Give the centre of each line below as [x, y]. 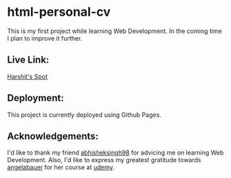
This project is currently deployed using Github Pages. [84, 115]
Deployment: [36, 98]
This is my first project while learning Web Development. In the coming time [114, 31]
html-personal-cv [59, 12]
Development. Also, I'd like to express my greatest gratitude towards [104, 160]
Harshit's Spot [28, 76]
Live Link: [28, 60]
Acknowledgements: [53, 136]
